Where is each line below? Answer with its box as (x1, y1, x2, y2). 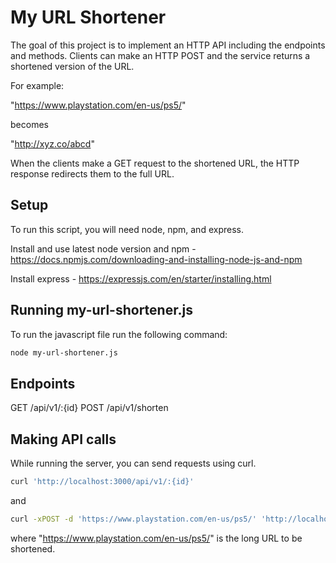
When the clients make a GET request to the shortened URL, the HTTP (10, 157, 300, 169)
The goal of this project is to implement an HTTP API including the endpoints (10, 39, 326, 51)
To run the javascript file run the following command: (10, 328, 228, 340)
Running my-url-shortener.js (10, 302, 193, 319)
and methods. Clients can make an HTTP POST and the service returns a (10, 49, 311, 61)
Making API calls (10, 431, 117, 448)
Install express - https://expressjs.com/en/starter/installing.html (10, 272, 272, 285)
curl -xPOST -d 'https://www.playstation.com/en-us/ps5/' (10, 514, 257, 524)
